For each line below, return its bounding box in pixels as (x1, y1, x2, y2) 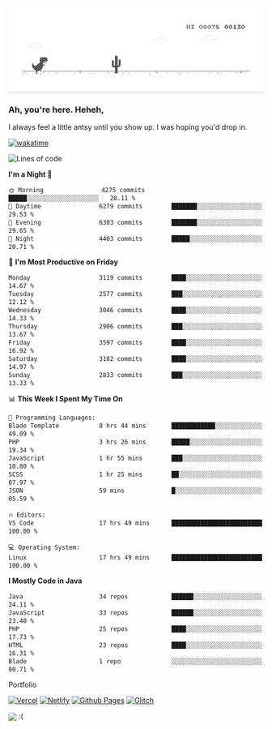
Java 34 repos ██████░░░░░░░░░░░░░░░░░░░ (8, 593, 263, 601)
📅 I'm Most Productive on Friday (8, 257, 119, 267)
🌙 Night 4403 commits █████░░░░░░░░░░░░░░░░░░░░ (8, 235, 263, 243)
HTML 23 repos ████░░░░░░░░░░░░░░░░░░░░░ (8, 641, 263, 650)
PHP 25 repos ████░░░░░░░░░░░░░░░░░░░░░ (8, 625, 263, 633)
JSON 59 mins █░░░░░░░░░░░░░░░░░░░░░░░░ (8, 487, 263, 495)
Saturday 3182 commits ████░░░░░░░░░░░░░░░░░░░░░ (8, 355, 263, 363)
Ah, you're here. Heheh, (8, 104, 104, 115)
